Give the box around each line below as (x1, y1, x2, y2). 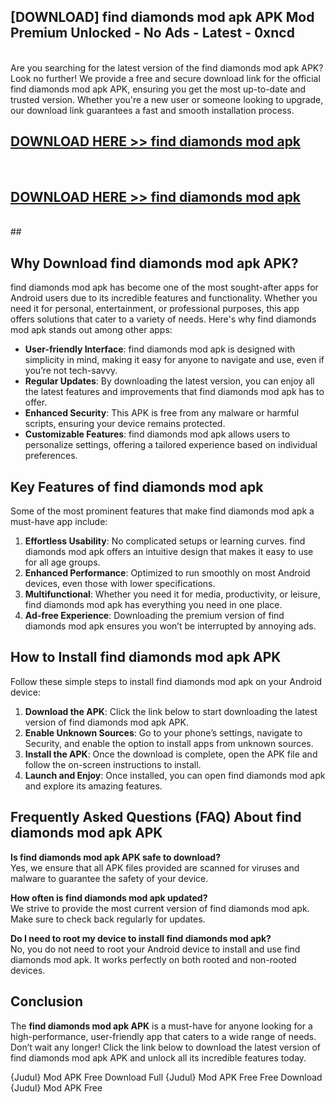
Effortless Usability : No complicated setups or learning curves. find (24, 535, 306, 547)
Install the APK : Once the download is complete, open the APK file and (24, 748, 318, 760)
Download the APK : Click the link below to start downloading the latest (24, 705, 318, 717)
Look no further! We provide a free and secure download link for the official (10, 72, 321, 84)
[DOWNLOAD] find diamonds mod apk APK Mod (10, 9, 315, 26)
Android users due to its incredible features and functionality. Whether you (10, 292, 318, 304)
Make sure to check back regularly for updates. (10, 913, 206, 925)
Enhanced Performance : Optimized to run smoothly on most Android (24, 567, 311, 579)
